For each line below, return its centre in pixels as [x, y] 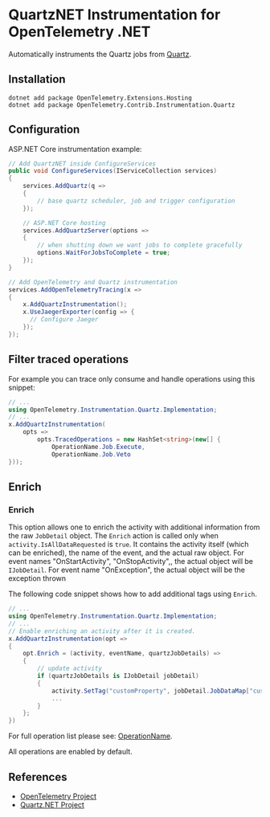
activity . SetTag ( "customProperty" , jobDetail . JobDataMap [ [150, 691]
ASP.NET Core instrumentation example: [75, 149]
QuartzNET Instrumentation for [115, 15]
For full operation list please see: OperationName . [90, 736]
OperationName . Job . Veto [91, 454]
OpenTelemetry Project [58, 796]
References [38, 777]
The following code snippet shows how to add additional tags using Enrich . [133, 594]
